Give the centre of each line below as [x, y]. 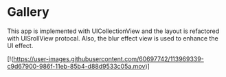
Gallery [28, 12]
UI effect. [20, 45]
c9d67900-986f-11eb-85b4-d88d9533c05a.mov [76, 66]
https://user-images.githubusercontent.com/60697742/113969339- [109, 58]
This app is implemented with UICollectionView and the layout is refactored [113, 31]
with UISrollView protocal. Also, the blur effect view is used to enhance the [113, 38]
